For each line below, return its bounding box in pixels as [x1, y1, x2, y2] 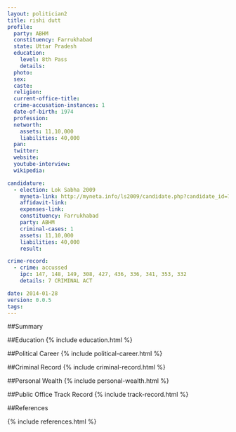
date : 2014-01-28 [7, 289, 58, 297]
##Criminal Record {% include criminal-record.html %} [7, 363, 166, 372]
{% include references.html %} [7, 417, 97, 426]
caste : [13, 82, 33, 89]
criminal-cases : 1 [20, 225, 74, 233]
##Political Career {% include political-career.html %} [7, 349, 163, 358]
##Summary [7, 322, 44, 331]
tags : [7, 303, 23, 310]
